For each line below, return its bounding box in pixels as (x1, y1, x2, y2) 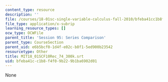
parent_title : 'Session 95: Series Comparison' (5, 35, 106, 40)
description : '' (5, 12, 39, 17)
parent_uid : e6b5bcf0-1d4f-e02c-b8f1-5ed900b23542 (5, 44, 113, 49)
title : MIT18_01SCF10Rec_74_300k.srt (5, 53, 84, 59)
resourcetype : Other (5, 49, 48, 54)
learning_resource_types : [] (5, 26, 66, 31)
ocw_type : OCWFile (5, 30, 43, 35)
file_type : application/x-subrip (5, 21, 75, 26)
